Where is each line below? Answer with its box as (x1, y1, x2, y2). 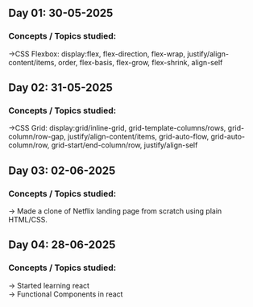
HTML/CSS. (8, 215, 48, 225)
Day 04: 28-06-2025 (8, 238, 116, 252)
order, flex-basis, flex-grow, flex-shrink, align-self (57, 57, 223, 67)
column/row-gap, (8, 132, 66, 142)
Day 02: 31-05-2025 (8, 81, 113, 95)
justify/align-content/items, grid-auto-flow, (67, 132, 209, 142)
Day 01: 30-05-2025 (8, 6, 114, 20)
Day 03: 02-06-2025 (8, 164, 116, 177)
